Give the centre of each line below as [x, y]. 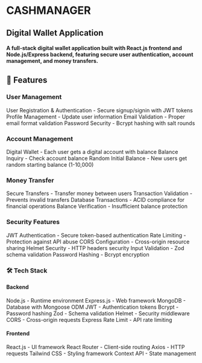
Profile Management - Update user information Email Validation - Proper [96, 117]
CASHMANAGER [49, 11]
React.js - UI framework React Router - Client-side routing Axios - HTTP [96, 347]
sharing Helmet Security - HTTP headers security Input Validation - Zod [95, 248]
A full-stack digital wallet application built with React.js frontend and [94, 48]
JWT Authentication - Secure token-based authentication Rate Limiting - [96, 235]
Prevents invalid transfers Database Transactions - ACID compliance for [96, 200]
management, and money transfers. [52, 61]
